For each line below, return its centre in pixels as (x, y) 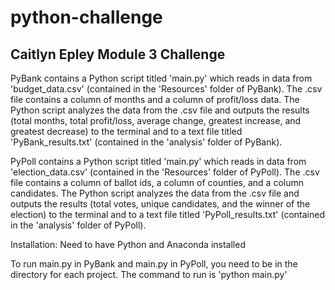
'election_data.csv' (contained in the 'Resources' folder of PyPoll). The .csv (165, 172)
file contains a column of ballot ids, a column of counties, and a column (157, 182)
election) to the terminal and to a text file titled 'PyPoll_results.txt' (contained (167, 214)
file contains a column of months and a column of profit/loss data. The (155, 99)
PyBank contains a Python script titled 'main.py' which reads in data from (161, 78)
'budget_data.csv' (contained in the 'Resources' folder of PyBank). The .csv (166, 89)
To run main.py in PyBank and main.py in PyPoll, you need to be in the (154, 264)
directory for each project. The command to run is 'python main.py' (149, 274)
